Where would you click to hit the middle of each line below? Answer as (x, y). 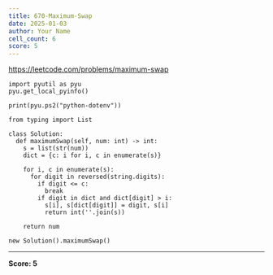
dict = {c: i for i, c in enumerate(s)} (92, 155)
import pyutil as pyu (45, 85)
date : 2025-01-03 (38, 24)
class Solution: (36, 134)
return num (41, 227)
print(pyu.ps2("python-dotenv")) (65, 106)
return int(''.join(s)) (85, 212)
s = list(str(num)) (56, 148)
